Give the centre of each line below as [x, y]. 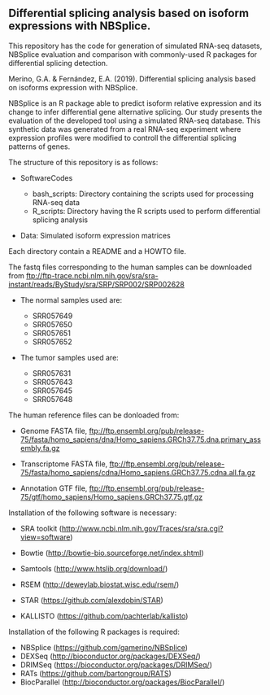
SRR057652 [52, 342]
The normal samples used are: [71, 299]
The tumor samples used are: [70, 357]
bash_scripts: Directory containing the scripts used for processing [143, 194]
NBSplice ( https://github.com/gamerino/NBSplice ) [104, 647]
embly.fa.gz [40, 448]
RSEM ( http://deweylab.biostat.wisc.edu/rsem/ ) [100, 584]
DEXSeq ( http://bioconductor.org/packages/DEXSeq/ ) [110, 656]
